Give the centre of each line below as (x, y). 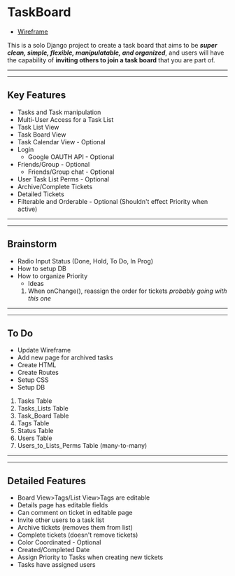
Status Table (35, 431)
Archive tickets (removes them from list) (75, 528)
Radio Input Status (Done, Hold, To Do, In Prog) (85, 261)
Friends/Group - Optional (54, 164)
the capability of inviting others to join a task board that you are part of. (111, 60)
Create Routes (38, 373)
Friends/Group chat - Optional (71, 172)
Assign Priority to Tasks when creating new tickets (90, 557)
